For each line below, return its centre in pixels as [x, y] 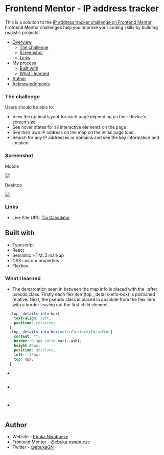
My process [24, 63]
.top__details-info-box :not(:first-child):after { [61, 332]
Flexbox [20, 266]
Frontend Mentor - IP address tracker [82, 9]
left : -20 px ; [27, 355]
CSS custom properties [36, 260]
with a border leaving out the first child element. [60, 304]
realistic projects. [23, 32]
